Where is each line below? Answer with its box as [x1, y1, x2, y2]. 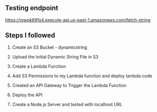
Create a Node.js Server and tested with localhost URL [12, 101, 123, 107]
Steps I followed [5, 31, 55, 40]
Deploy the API [12, 92, 43, 98]
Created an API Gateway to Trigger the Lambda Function [12, 82, 127, 88]
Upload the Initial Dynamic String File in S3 [12, 54, 99, 59]
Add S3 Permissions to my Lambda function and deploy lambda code [12, 73, 153, 79]
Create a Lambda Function [12, 63, 66, 69]
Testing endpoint [5, 4, 58, 12]
